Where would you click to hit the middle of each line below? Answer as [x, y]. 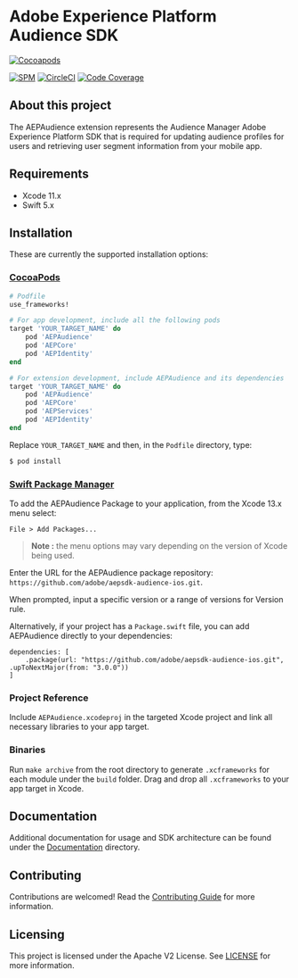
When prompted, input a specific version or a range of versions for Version [146, 599]
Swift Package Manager [62, 484]
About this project [60, 106]
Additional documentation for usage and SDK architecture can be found [141, 838]
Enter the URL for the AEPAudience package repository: [111, 572]
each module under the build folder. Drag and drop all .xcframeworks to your [149, 779]
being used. [53, 555]
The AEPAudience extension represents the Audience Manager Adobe [138, 127]
